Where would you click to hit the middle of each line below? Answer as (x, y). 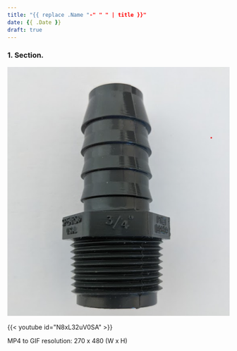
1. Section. (26, 55)
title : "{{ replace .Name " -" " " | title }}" (77, 15)
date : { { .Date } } (34, 22)
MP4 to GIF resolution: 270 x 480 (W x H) (68, 341)
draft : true (25, 30)
